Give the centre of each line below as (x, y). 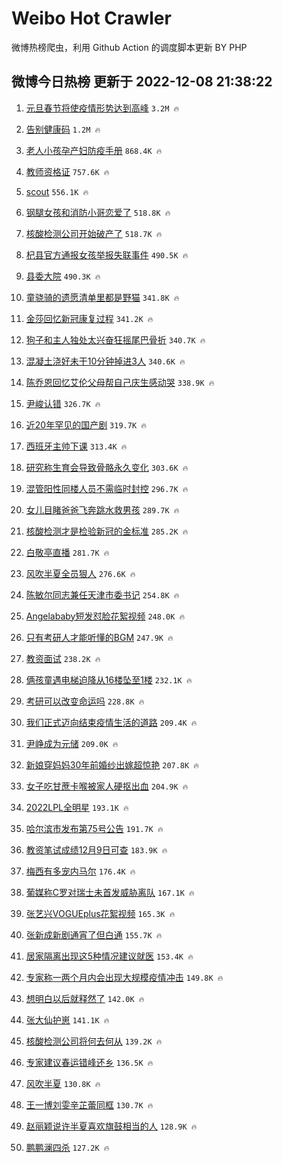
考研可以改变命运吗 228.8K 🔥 (85, 701)
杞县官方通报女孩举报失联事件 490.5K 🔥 (107, 254)
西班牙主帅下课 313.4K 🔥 (76, 446)
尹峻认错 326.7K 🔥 (63, 403)
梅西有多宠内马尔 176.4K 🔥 (80, 871)
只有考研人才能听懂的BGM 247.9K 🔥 (99, 637)
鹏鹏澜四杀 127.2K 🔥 (67, 1147)
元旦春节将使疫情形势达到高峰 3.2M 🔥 (102, 108)
